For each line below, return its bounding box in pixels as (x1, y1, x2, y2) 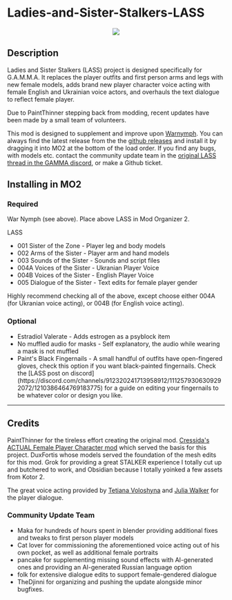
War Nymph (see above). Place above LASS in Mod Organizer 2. (7, 215, 190, 223)
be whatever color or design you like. (17, 391, 123, 399)
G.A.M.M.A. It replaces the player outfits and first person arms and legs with (7, 73, 224, 81)
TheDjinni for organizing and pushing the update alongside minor (17, 577, 202, 585)
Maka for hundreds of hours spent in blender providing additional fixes (17, 526, 218, 534)
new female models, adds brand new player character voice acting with (7, 80, 211, 88)
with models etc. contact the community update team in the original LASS (7, 151, 216, 160)
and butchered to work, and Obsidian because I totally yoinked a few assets (7, 465, 223, 474)
